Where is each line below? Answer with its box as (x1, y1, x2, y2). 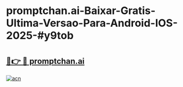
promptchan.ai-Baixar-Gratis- (6, 4, 156, 18)
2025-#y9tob (6, 29, 74, 42)
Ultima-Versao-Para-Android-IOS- (6, 16, 178, 30)
